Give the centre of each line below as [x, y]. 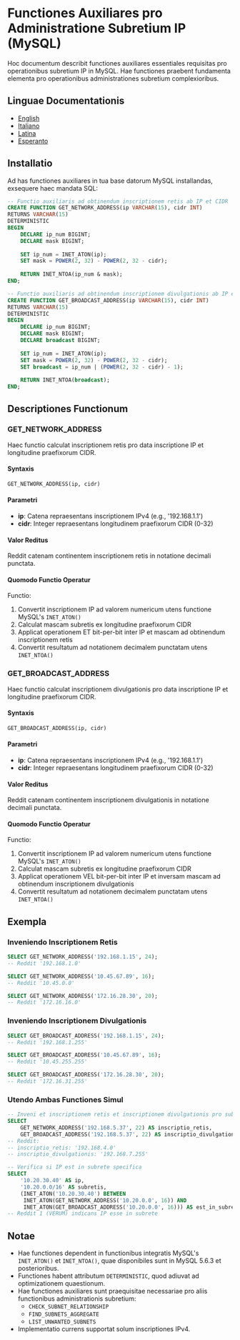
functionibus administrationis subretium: [77, 1299]
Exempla [27, 922]
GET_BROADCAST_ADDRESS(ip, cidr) [57, 728]
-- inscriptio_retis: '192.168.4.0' [62, 1148]
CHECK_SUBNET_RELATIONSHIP [69, 1307]
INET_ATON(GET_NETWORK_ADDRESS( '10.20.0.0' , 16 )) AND [105, 1200]
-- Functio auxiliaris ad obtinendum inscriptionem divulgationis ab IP [118, 294]
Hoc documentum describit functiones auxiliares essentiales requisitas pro [117, 63]
